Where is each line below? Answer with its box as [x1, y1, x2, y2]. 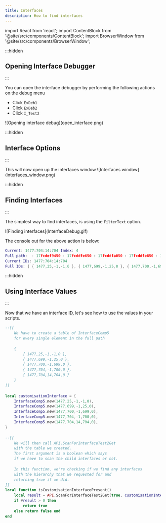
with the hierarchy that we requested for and [14, 472, 112, 477]
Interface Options [5, 144, 61, 152]
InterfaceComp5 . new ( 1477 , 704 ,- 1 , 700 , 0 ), [14, 414, 98, 419]
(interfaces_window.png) [5, 172, 56, 178]
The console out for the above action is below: [5, 238, 100, 244]
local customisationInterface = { [5, 393, 77, 398]
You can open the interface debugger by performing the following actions [5, 85, 155, 91]
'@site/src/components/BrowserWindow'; [5, 38, 90, 44]
